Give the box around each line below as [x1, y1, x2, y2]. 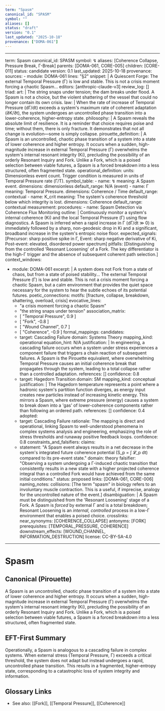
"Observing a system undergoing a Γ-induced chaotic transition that [19, 460, 157, 466]
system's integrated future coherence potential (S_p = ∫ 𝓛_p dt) [19, 449, 148, 455]
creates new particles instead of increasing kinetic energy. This [19, 391, 148, 397]
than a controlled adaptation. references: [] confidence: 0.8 [19, 371, 139, 377]
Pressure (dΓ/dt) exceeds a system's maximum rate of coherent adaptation [5, 105, 157, 110]
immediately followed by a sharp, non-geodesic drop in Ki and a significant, [5, 225, 158, 231]
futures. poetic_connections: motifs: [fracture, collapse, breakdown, [12, 292, 150, 298]
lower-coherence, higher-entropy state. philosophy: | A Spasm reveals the [5, 115, 155, 121]
